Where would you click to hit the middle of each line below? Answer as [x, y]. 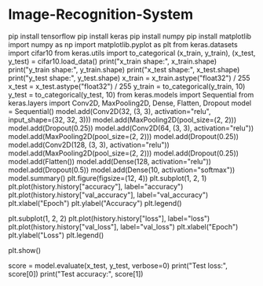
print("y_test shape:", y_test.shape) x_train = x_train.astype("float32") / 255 [129, 78]
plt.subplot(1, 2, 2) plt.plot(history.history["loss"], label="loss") [109, 218]
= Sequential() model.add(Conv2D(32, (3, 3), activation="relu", [110, 111]
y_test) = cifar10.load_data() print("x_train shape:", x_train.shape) [113, 61]
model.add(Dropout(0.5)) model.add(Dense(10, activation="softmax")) [122, 170]
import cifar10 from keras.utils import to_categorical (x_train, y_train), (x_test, [132, 53]
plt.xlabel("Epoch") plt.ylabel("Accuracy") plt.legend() [95, 203]
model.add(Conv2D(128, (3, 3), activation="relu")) [89, 145]
